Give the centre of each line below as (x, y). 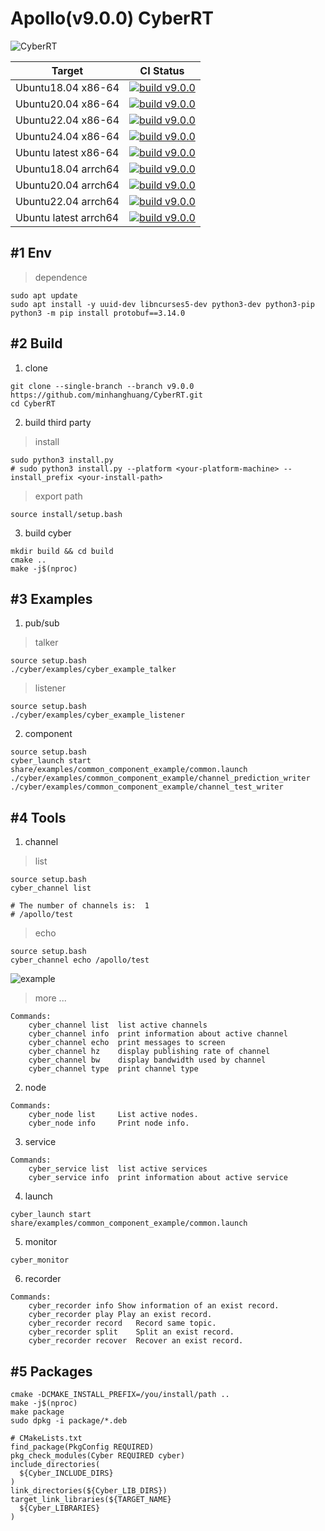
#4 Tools (38, 817)
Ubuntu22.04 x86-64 (67, 120)
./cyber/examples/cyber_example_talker (93, 670)
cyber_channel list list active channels (118, 1025)
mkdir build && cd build (62, 551)
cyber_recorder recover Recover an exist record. (136, 1341)
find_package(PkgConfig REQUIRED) (82, 1447)
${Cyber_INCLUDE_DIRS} (66, 1473)
